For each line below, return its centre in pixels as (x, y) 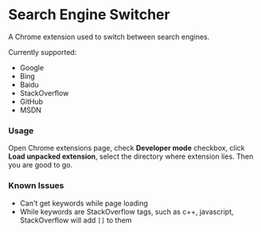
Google (32, 67)
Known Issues (36, 186)
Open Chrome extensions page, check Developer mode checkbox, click (127, 148)
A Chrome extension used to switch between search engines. (109, 37)
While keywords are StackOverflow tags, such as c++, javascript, (127, 211)
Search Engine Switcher (89, 15)
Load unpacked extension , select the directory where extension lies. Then (131, 156)
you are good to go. (41, 165)
